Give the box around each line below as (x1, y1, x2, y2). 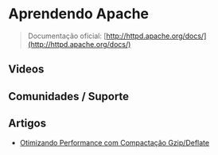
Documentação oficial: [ (27, 31, 107, 41)
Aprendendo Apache (8, 5, 150, 23)
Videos (8, 63, 45, 76)
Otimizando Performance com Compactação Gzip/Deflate (19, 138, 209, 147)
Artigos (8, 117, 46, 130)
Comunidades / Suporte (8, 89, 130, 103)
